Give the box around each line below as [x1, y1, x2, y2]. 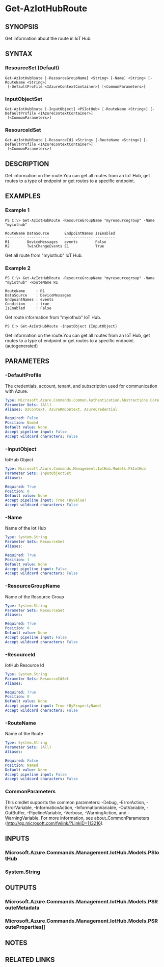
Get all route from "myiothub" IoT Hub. [5, 252, 83, 258]
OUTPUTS [5, 884, 37, 892]
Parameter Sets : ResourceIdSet [5, 676, 69, 681]
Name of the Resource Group [5, 593, 65, 599]
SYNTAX [5, 50, 33, 58]
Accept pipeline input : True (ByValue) [5, 498, 87, 503]
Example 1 [5, 207, 30, 214]
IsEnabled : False [5, 306, 52, 311]
